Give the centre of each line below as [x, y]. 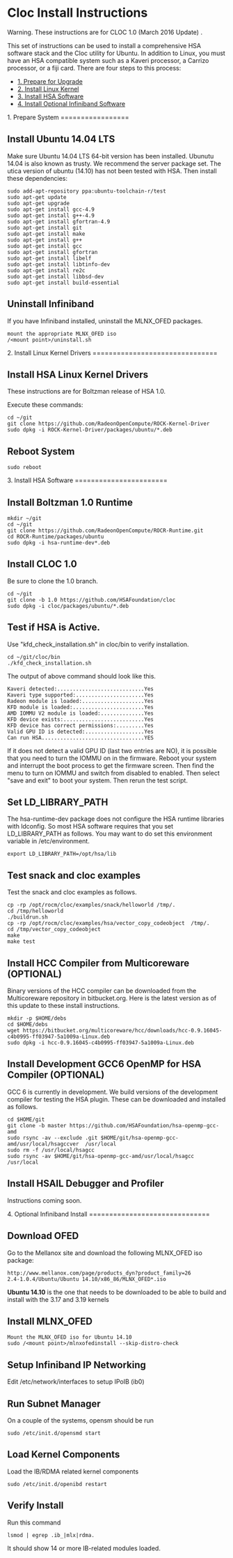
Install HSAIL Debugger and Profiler [86, 1184]
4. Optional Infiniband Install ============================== [109, 1214]
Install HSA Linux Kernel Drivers [78, 374]
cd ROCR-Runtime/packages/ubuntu [56, 537]
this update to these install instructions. [64, 1006]
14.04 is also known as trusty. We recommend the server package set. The [114, 163]
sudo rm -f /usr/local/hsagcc [51, 1150]
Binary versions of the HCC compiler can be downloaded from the [102, 991]
